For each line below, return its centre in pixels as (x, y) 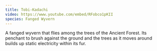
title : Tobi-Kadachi (27, 10)
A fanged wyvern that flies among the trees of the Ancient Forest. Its (76, 33)
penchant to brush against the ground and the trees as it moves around (79, 38)
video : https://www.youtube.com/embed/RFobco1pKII (59, 14)
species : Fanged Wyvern (30, 19)
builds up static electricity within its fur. (46, 44)
